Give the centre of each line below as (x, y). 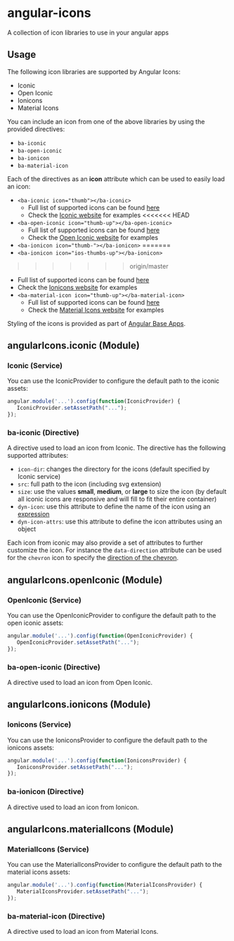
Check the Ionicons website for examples (77, 287)
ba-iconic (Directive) (43, 432)
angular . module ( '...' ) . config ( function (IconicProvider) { (94, 401)
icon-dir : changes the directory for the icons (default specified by (113, 469)
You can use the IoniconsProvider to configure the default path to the (108, 740)
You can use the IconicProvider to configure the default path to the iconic (113, 381)
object (27, 529)
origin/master (149, 266)
